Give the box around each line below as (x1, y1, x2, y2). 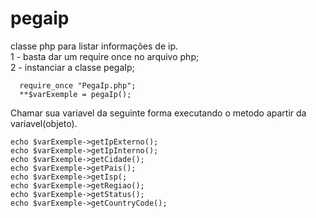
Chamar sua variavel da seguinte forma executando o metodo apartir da (10, 107, 307, 119)
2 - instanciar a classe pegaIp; (10, 61, 135, 73)
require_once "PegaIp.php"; (19, 80, 137, 91)
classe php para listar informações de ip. (10, 40, 179, 52)
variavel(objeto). (10, 117, 78, 129)
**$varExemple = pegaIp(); (19, 89, 132, 99)
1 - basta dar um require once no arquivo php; (10, 50, 200, 62)
